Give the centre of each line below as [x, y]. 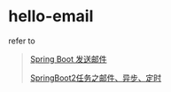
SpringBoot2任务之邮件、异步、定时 [96, 78]
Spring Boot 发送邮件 [68, 58]
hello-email [51, 16]
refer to [22, 41]
